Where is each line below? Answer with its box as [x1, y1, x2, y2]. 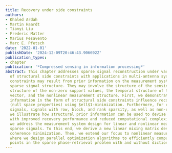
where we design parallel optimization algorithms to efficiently [10, 136, 155, 141]
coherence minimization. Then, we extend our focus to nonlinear [10, 131, 153, 136]
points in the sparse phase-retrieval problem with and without [10, 140, 150, 145]
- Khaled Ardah [5, 17, 38, 22]
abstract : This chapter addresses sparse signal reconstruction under [5, 69, 159, 74]
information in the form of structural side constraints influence [10, 97, 157, 103]
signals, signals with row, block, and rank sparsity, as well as [10, 107, 155, 112]
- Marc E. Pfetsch [5, 41, 45, 46]
